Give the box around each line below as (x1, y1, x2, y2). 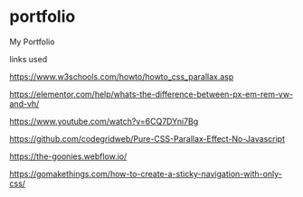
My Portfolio (9, 36, 55, 47)
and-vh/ (9, 98, 40, 109)
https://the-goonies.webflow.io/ (9, 151, 128, 162)
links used (9, 53, 48, 64)
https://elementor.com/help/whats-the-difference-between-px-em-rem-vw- (9, 89, 294, 99)
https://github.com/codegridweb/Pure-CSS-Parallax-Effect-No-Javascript (9, 133, 285, 144)
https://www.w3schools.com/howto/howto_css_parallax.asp (9, 70, 234, 82)
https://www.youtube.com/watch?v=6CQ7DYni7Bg (9, 116, 199, 127)
